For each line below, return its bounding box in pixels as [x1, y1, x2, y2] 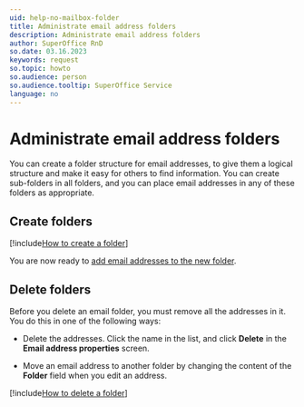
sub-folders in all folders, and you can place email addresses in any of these [9, 178, 295, 189]
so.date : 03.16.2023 [9, 47, 88, 56]
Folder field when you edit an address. [22, 370, 168, 382]
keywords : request [9, 55, 79, 65]
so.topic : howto [9, 65, 71, 74]
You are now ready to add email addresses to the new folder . [9, 255, 237, 266]
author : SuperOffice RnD [9, 38, 103, 48]
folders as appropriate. [9, 187, 95, 198]
